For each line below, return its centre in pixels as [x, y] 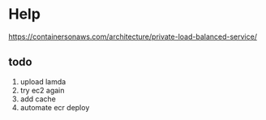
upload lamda [43, 81]
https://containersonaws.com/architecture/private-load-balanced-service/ [133, 36]
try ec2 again [42, 90]
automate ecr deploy [55, 107]
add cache [38, 99]
